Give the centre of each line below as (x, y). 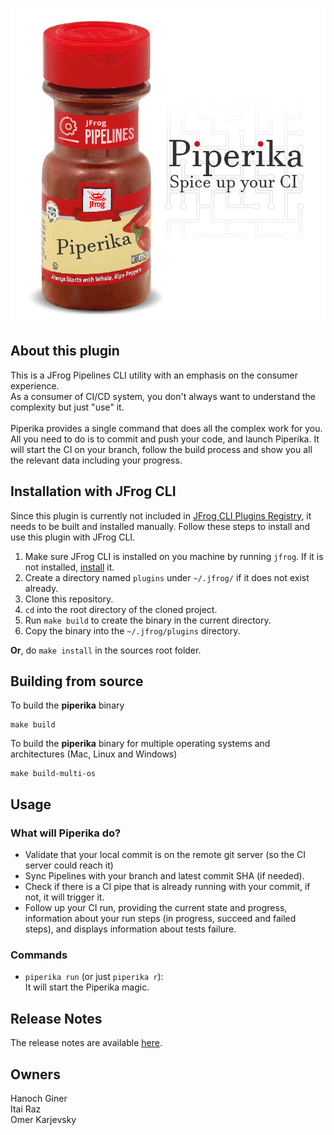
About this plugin (65, 351)
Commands (39, 955)
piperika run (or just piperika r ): (94, 977)
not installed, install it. (69, 567)
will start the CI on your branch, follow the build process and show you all (161, 449)
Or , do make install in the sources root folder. (106, 650)
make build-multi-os (53, 774)
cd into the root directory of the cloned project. (121, 609)
